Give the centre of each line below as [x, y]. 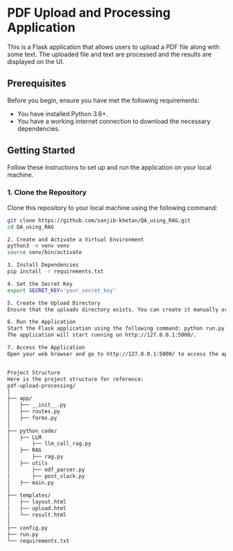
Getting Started [41, 151]
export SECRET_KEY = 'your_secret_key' [62, 290]
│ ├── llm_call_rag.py [49, 444]
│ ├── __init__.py [37, 405]
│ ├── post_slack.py [46, 476]
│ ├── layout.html [37, 502]
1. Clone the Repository [47, 193]
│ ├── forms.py [32, 418]
